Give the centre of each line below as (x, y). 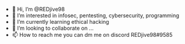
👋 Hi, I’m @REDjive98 (38, 9)
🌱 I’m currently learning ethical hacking (61, 22)
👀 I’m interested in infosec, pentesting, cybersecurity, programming (96, 15)
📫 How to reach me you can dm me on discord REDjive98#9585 (92, 35)
